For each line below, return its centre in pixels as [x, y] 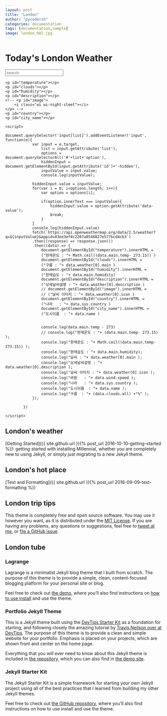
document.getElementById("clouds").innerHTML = [92, 260]
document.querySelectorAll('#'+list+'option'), [56, 157]
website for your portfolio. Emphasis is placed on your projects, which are [81, 638]
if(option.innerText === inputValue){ [81, 201]
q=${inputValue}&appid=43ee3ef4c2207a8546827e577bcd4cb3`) [68, 237]
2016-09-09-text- [133, 482]
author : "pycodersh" [27, 19]
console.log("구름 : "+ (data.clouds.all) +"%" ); [95, 394]
